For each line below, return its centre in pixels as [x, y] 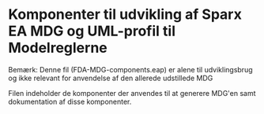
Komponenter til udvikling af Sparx [125, 15]
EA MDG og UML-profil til [92, 31]
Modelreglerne [58, 48]
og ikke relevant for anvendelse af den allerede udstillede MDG [111, 78]
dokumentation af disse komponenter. [70, 101]
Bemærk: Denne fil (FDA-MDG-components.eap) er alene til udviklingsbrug [130, 69]
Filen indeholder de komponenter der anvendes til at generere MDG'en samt [132, 93]
